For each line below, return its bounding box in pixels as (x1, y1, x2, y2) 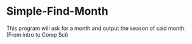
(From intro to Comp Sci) (6, 31, 68, 38)
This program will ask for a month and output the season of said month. (6, 24, 186, 32)
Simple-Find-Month (6, 4, 108, 18)
